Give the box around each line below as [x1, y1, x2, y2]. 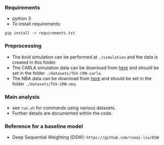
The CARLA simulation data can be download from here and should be [12, 65, 159, 71]
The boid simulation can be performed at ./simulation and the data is [12, 54, 158, 60]
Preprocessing [5, 42, 42, 50]
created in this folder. [12, 59, 57, 65]
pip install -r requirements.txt [5, 31, 75, 36]
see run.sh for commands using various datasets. [12, 105, 116, 111]
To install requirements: [12, 21, 61, 27]
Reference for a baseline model [5, 123, 83, 130]
